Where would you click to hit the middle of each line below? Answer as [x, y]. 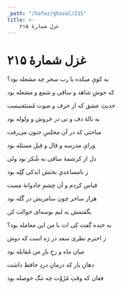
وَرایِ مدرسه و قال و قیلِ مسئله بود [51, 145]
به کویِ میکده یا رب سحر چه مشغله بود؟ [58, 79]
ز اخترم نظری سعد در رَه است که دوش [57, 238]
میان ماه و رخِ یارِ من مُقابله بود [46, 251]
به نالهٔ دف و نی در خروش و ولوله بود [54, 119]
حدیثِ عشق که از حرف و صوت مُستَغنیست [61, 105]
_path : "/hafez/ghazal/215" [47, 13]
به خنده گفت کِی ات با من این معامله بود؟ [60, 225]
